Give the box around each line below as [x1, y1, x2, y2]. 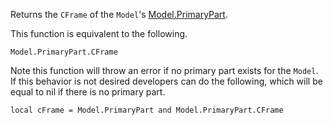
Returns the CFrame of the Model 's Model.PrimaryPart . [10, 9, 228, 20]
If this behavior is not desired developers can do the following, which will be [10, 75, 323, 87]
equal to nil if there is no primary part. [10, 86, 166, 98]
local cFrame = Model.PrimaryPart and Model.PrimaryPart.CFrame [10, 105, 284, 115]
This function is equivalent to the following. [10, 28, 188, 39]
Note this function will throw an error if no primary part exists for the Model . [10, 65, 319, 76]
